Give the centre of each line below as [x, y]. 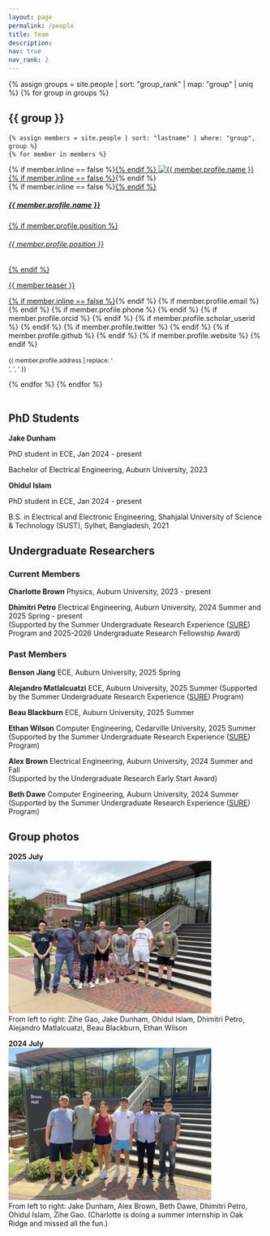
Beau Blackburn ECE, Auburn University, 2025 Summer [101, 712]
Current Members [44, 575]
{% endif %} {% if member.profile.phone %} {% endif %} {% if [113, 310]
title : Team [28, 34]
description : [30, 43]
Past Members [38, 654]
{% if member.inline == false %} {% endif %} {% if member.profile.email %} [134, 301]
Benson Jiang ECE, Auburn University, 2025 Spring [94, 672]
